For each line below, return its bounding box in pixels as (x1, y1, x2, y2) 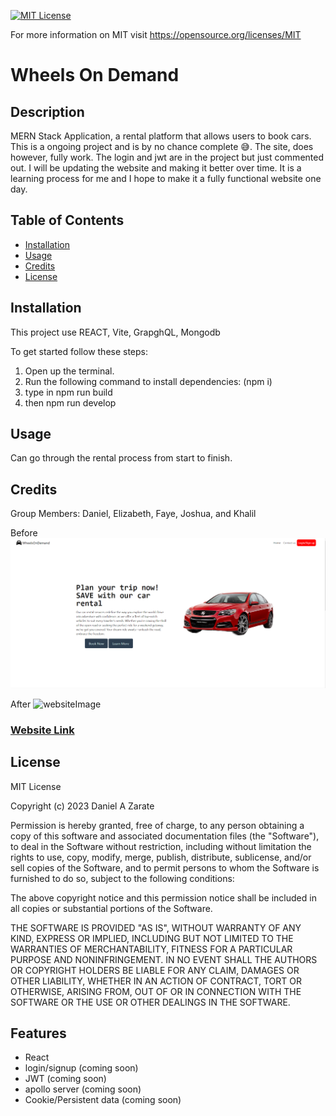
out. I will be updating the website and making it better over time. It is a (10, 162, 302, 174)
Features (10, 1025, 67, 1042)
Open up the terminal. (24, 365, 115, 377)
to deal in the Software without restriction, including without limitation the (10, 840, 312, 852)
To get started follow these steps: (10, 345, 149, 357)
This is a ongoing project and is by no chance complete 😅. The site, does (10, 141, 314, 152)
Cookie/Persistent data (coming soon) (24, 1094, 182, 1106)
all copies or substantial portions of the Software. (10, 902, 213, 914)
